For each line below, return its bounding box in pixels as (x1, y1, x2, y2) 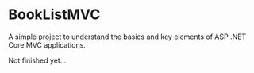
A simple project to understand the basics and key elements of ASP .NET (8, 32, 247, 41)
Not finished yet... (8, 56, 67, 65)
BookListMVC (8, 6, 101, 24)
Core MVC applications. (8, 40, 86, 49)
